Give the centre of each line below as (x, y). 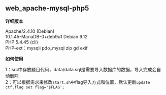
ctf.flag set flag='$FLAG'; (35, 87)
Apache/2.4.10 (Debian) (30, 31)
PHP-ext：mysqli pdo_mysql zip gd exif (46, 48)
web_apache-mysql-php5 (47, 8)
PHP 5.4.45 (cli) (22, 42)
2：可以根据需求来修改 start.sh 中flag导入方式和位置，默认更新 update (78, 82)
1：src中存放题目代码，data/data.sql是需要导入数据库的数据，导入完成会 (81, 69)
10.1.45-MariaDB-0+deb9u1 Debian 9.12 (46, 36)
